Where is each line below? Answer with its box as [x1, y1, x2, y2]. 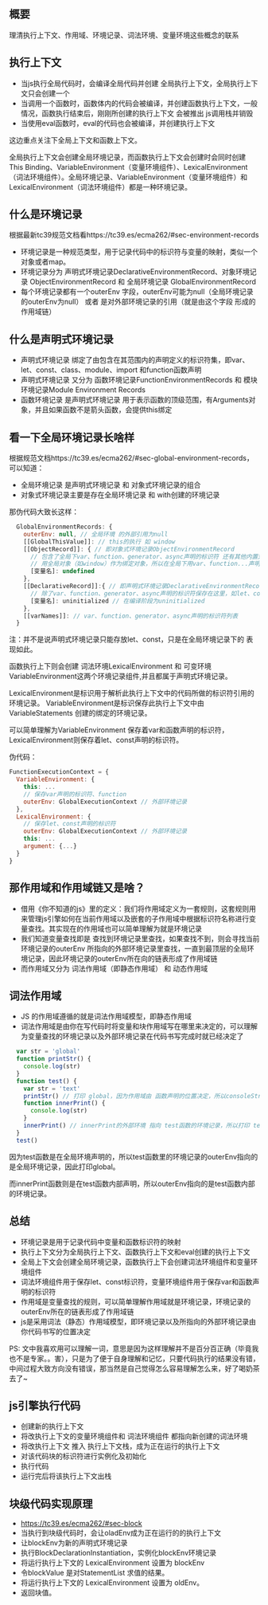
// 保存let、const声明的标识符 [23, 820, 116, 828]
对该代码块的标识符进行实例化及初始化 [20, 1451, 146, 1461]
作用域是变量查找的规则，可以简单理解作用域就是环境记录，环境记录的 [20, 1297, 251, 1306]
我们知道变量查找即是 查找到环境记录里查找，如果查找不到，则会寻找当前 [20, 933, 260, 943]
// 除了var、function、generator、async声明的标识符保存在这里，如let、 [29, 589, 254, 598]
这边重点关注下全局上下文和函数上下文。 [9, 135, 142, 145]
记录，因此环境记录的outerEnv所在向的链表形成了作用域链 [27, 953, 218, 963]
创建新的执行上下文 [20, 1422, 84, 1431]
